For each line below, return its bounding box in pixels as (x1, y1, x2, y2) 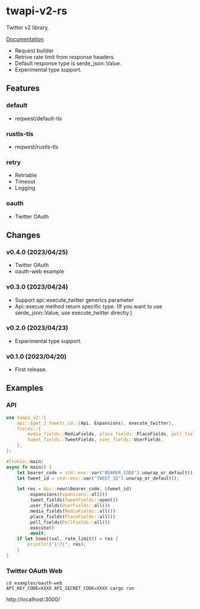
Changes (6, 230, 40, 240)
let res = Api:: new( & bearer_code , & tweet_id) (17, 486, 132, 492)
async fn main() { (6, 464, 52, 470)
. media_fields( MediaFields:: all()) (27, 508, 116, 514)
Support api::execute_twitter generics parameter (14, 296, 134, 304)
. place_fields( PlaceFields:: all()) (27, 514, 116, 520)
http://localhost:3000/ (6, 596, 61, 603)
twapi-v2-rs (6, 4, 67, 18)
